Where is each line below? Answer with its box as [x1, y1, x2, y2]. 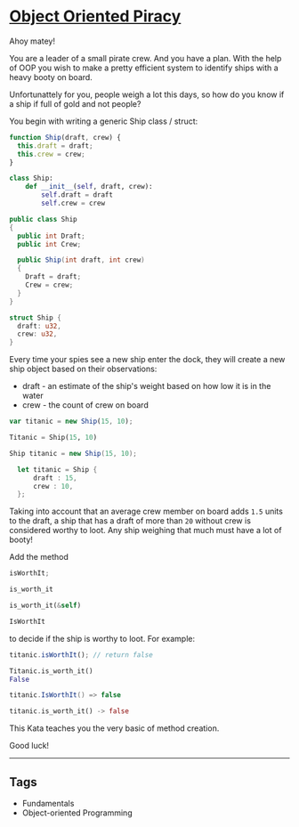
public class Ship [9, 215, 77, 223]
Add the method [9, 552, 69, 563]
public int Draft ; [17, 231, 86, 240]
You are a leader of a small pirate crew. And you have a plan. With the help [9, 53, 282, 63]
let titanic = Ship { [17, 465, 98, 474]
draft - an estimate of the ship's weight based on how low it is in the [21, 381, 271, 392]
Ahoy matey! [9, 36, 56, 46]
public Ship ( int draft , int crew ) [17, 255, 145, 264]
